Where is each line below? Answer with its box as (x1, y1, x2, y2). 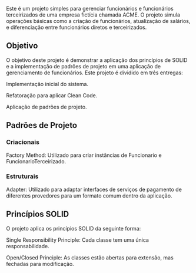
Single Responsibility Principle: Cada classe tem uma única (6, 236, 149, 244)
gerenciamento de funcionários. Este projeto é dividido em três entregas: (6, 69, 184, 76)
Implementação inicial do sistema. (6, 80, 89, 87)
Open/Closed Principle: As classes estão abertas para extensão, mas (6, 254, 174, 261)
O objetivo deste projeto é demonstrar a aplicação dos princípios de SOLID (6, 56, 188, 64)
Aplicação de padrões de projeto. (6, 103, 87, 110)
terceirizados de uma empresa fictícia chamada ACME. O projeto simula (6, 11, 181, 18)
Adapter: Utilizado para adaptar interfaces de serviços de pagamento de (6, 186, 182, 193)
